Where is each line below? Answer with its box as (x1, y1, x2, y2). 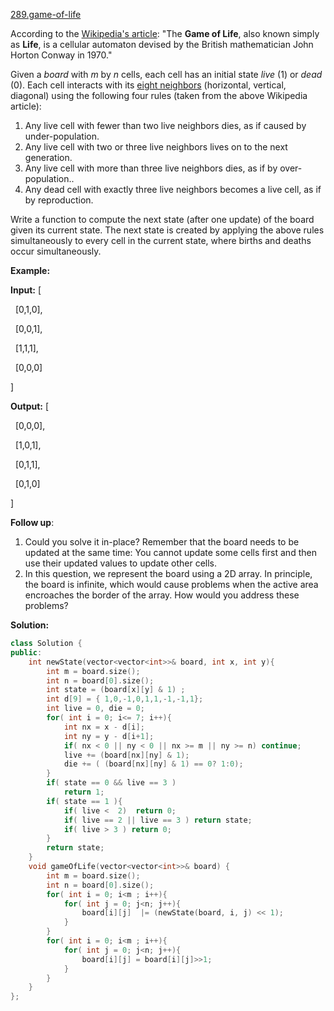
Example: (10, 265, 51, 276)
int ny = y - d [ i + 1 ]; (63, 731, 155, 741)
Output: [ (10, 400, 50, 412)
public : (10, 647, 43, 658)
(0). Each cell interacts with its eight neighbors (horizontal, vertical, (10, 79, 287, 91)
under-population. (24, 130, 100, 142)
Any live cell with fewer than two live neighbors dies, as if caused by (24, 120, 307, 131)
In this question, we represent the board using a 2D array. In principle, (24, 568, 313, 579)
